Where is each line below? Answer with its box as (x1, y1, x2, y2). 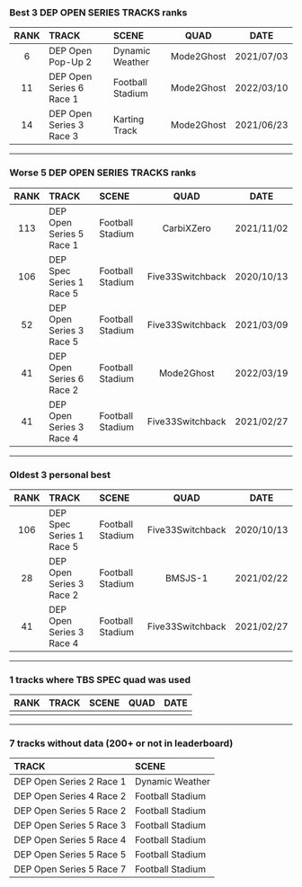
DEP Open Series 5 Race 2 (13, 804, 127, 817)
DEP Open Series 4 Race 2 (13, 790, 127, 803)
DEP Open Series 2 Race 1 (13, 776, 127, 788)
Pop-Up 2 (49, 56, 93, 68)
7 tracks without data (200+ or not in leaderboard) (9, 737, 234, 750)
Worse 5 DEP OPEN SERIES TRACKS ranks (9, 166, 197, 179)
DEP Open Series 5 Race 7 (13, 863, 127, 875)
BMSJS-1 (164, 572, 209, 584)
